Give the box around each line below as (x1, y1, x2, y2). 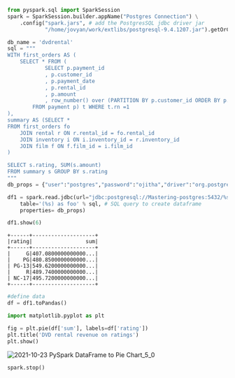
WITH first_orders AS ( (7, 52, 77, 59)
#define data (7, 293, 45, 300)
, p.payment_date (44, 78, 96, 85)
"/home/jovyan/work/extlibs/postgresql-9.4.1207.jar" (44, 26, 205, 33)
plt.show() (7, 337, 39, 345)
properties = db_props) (20, 207, 86, 214)
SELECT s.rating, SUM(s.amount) (7, 161, 101, 169)
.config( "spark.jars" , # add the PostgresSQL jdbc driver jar (20, 20, 205, 27)
